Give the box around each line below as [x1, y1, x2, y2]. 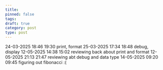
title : [5, 7, 19, 12]
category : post [5, 26, 37, 31]
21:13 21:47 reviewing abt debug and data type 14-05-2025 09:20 [24, 54, 159, 60]
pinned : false [5, 12, 35, 17]
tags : [5, 16, 16, 21]
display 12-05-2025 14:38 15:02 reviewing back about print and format [5, 49, 150, 55]
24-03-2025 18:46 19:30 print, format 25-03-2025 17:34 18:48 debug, [5, 44, 149, 49]
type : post [5, 30, 28, 35]
